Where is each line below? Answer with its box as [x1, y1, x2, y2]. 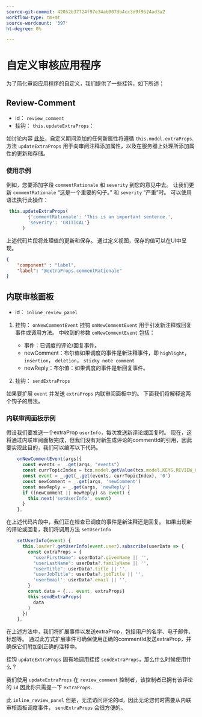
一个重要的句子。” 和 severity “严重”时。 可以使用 [70, 189, 192, 196]
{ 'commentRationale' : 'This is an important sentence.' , [28, 214, 173, 220]
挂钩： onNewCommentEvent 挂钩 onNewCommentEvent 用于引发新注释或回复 [14, 321, 192, 329]
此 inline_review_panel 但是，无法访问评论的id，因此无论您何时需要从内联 [6, 696, 191, 704]
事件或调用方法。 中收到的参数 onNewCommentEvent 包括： [14, 329, 155, 336]
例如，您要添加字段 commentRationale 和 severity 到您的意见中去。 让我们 [6, 182, 189, 189]
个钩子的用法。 [6, 397, 43, 405]
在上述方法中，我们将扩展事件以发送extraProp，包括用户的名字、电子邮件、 [6, 628, 194, 635]
